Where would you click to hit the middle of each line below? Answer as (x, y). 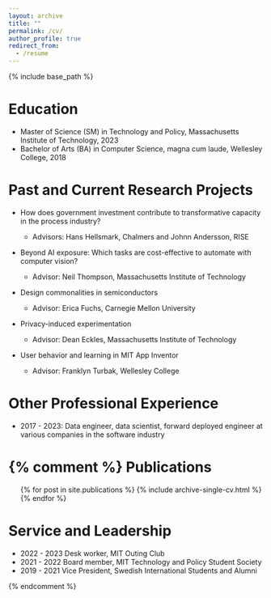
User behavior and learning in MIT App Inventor (100, 355)
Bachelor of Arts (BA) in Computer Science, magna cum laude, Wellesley (141, 148)
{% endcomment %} (42, 586)
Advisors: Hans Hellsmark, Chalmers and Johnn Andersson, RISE (140, 236)
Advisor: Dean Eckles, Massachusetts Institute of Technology (134, 339)
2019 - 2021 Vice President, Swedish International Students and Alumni (138, 570)
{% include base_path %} (51, 76)
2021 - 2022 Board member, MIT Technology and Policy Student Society (141, 562)
